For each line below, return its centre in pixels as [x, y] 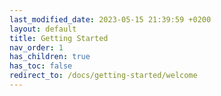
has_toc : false [41, 66]
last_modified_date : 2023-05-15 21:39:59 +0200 [110, 19]
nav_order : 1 [36, 47]
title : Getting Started [59, 38]
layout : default [43, 29]
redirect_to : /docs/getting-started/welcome [103, 76]
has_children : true [50, 57]
